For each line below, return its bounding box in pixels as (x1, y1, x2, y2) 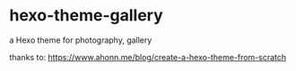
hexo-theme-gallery (9, 5, 163, 26)
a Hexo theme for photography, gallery (9, 35, 152, 45)
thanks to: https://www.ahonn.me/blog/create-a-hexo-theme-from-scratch (9, 51, 287, 62)
